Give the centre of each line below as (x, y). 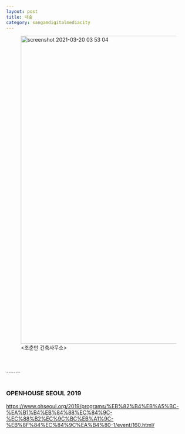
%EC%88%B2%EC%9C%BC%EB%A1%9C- (60, 418)
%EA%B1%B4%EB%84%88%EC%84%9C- (59, 412)
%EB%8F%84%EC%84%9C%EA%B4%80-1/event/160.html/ (80, 425)
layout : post (22, 11)
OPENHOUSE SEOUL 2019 (44, 394)
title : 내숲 (20, 17)
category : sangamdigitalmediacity (48, 22)
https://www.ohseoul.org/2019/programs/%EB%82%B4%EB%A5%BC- (92, 406)
